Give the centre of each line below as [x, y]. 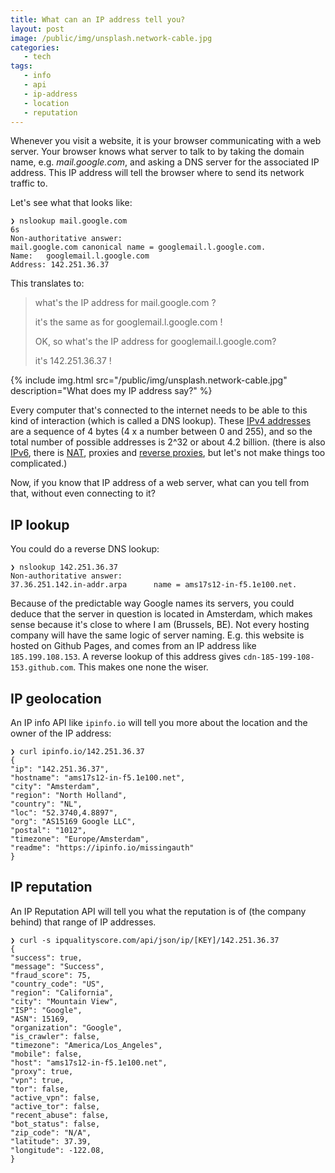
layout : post [37, 29]
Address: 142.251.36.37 [60, 265]
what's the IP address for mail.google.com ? [125, 303]
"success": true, [46, 957]
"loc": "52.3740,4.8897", [64, 813]
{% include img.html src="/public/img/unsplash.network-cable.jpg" [149, 380]
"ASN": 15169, [40, 1019]
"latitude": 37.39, [51, 1141]
